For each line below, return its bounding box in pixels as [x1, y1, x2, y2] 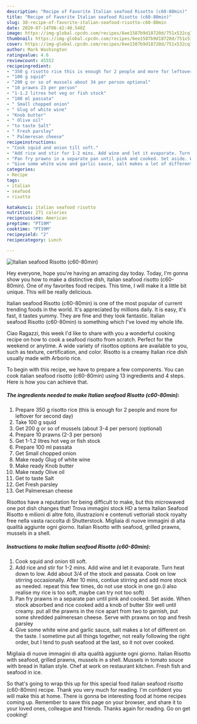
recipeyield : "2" [6, 231, 49, 237]
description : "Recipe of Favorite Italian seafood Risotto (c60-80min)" [6, 8, 188, 15]
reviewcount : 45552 [6, 57, 54, 63]
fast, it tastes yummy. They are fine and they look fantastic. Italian [6, 312, 165, 319]
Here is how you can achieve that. [6, 378, 89, 385]
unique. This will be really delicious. [6, 288, 93, 295]
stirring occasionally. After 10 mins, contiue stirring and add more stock [15, 576, 187, 583]
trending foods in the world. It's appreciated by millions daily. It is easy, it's [6, 306, 186, 313]
